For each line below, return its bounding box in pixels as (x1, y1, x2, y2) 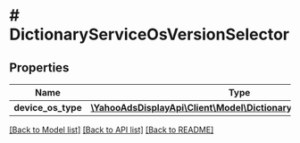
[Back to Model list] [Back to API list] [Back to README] (9, 124, 214, 135)
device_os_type (13, 102, 82, 114)
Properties (9, 60, 70, 75)
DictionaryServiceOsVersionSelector (9, 24, 290, 45)
